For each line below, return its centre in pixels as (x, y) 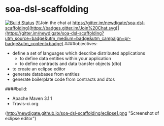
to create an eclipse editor (39, 69)
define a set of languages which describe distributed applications (79, 53)
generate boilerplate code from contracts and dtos (64, 79)
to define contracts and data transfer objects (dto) (70, 63)
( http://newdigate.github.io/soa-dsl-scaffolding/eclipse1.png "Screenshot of (82, 113)
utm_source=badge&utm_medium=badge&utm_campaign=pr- (68, 38)
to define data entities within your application (65, 58)
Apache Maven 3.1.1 (32, 98)
